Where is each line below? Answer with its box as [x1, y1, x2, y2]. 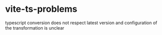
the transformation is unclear [5, 25, 65, 31]
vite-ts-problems [5, 3, 78, 15]
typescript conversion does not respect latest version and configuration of [5, 20, 158, 26]
